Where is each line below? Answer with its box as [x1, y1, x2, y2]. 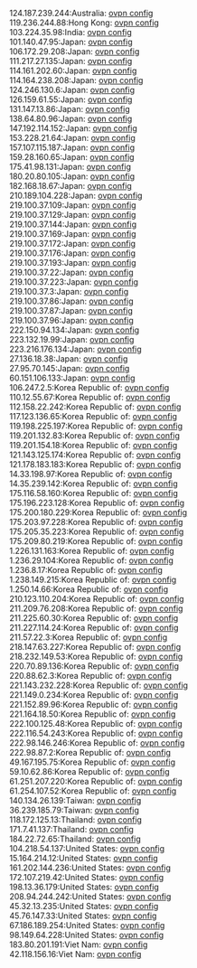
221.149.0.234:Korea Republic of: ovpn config [9, 690, 179, 700]
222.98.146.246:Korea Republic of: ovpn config [9, 738, 185, 748]
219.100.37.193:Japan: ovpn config [9, 258, 137, 268]
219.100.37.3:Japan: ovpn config [9, 287, 129, 296]
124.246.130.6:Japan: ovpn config [9, 85, 136, 95]
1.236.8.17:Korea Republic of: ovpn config [9, 565, 163, 575]
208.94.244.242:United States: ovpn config [9, 891, 172, 902]
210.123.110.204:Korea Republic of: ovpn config [9, 594, 184, 604]
